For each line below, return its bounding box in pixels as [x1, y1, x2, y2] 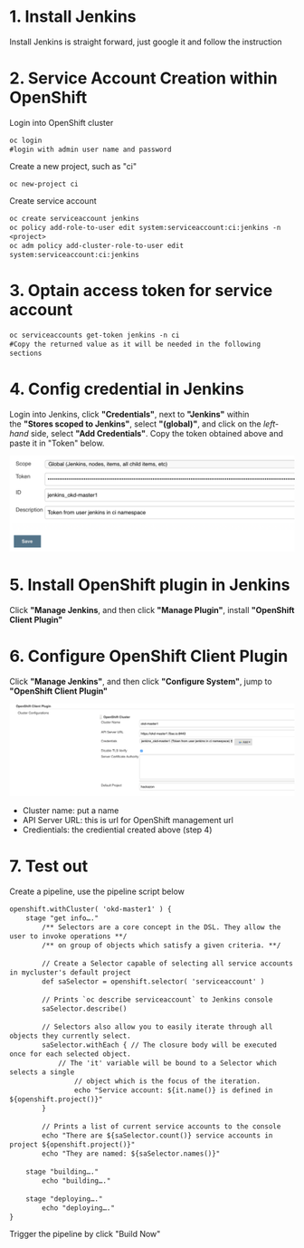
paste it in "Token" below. [9, 437, 105, 448]
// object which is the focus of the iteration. [73, 1076, 261, 1086]
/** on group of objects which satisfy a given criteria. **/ [42, 940, 281, 950]
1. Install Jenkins [9, 6, 138, 27]
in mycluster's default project [9, 967, 131, 977]
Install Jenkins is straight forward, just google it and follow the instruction [9, 36, 282, 47]
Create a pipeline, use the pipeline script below [9, 886, 185, 897]
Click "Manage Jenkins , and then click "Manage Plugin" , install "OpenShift [9, 605, 295, 615]
